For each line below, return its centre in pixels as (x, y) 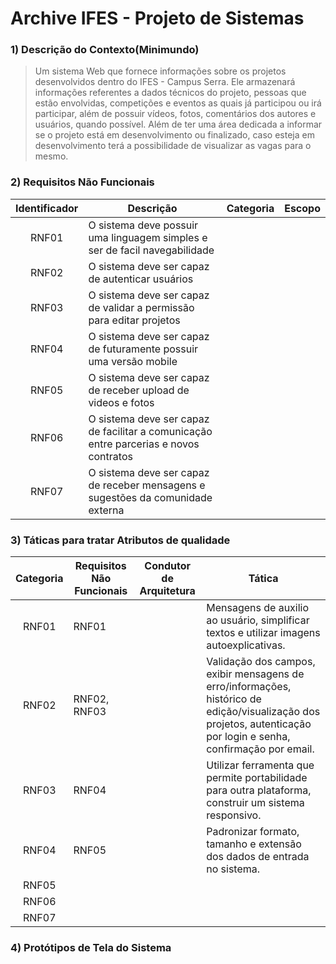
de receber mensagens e (147, 485)
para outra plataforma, (259, 790)
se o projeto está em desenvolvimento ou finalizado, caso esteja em (174, 135)
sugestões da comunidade (150, 497)
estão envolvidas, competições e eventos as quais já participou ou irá (178, 103)
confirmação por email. (260, 749)
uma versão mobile (133, 361)
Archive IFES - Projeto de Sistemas (157, 18)
